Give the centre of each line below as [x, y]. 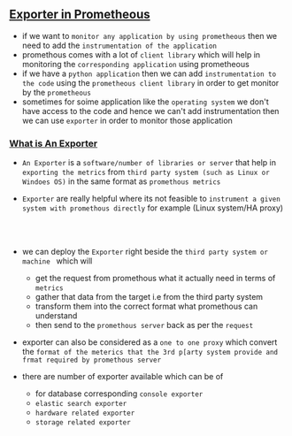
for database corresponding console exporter [119, 394]
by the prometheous [56, 92]
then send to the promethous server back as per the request [144, 325]
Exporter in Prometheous [80, 15]
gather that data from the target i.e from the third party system [149, 297]
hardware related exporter [85, 413]
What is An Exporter [54, 143]
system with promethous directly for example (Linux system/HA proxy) [153, 208]
